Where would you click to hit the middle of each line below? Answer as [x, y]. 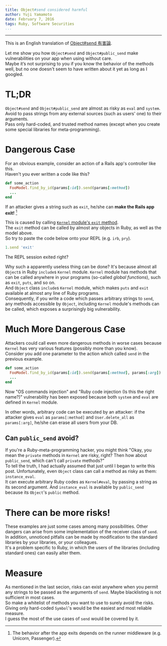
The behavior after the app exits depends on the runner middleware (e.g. [87, 633]
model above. [19, 233]
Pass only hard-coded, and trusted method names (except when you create [83, 124]
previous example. [24, 359]
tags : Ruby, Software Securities [40, 24]
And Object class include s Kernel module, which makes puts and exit [77, 288]
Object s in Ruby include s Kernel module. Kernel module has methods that [81, 272]
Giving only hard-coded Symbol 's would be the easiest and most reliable [79, 608]
